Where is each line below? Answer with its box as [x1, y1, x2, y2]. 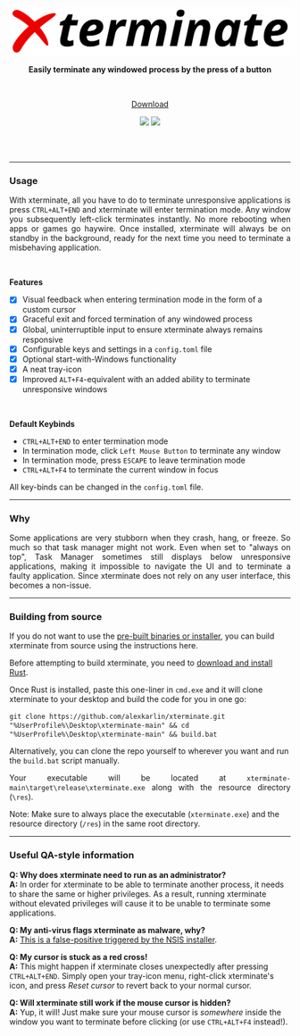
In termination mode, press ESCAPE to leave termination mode [21, 455, 246, 465]
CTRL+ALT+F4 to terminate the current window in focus [21, 464, 219, 475]
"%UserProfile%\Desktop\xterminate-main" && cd [9, 722, 190, 731]
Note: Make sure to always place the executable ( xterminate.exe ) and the [9, 809, 279, 820]
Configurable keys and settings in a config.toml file [21, 343, 212, 355]
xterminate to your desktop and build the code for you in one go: [9, 694, 247, 705]
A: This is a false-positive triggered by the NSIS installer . [9, 934, 217, 945]
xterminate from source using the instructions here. [9, 640, 198, 651]
